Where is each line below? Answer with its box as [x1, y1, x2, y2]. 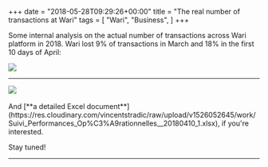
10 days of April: [8, 48, 61, 56]
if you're [221, 118, 250, 128]
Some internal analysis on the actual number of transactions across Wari [8, 31, 247, 40]
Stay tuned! [8, 142, 46, 152]
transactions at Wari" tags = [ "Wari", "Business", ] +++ [8, 15, 190, 25]
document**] [86, 102, 130, 111]
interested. [8, 127, 44, 136]
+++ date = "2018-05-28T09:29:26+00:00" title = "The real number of [8, 7, 241, 16]
